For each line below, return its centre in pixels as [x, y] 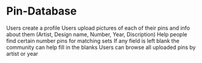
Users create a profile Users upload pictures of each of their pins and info [98, 28]
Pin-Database [41, 11]
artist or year [22, 53]
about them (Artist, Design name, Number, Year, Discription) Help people [97, 34]
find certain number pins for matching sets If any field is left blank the [93, 41]
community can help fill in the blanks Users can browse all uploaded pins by [101, 47]
